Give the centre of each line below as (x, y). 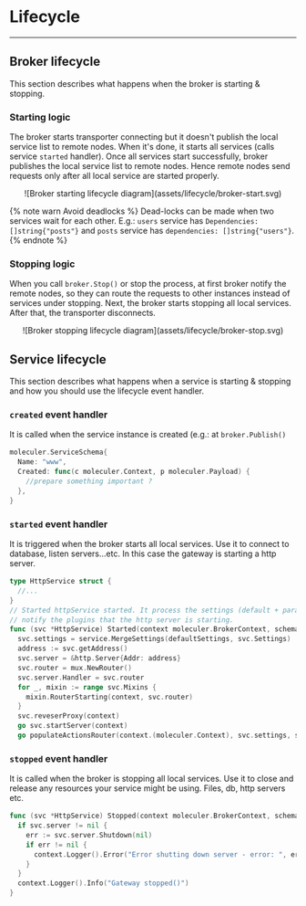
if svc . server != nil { (62, 826)
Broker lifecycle (55, 62)
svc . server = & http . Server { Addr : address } (99, 658)
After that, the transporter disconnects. (83, 313)
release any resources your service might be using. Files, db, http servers (148, 788)
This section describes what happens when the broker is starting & (135, 83)
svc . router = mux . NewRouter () (75, 668)
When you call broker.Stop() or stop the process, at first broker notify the (148, 284)
